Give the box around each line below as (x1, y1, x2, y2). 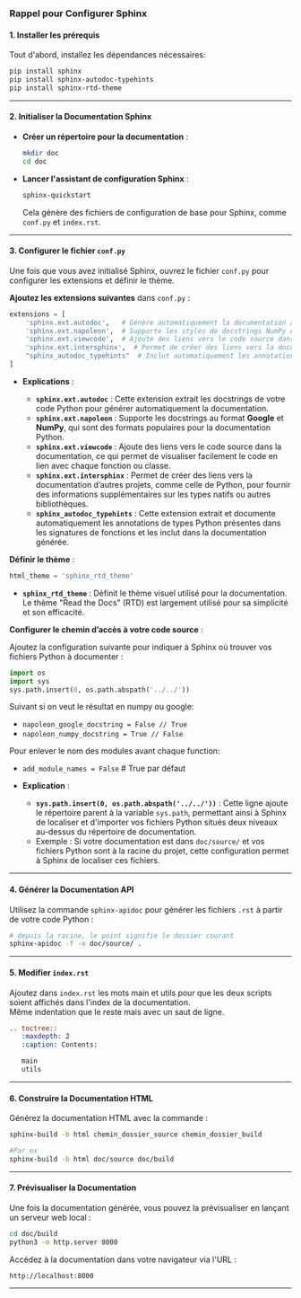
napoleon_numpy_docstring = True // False (21, 730, 184, 739)
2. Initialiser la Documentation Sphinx (9, 111, 152, 122)
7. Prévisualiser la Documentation (9, 1182, 137, 1193)
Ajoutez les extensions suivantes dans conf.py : (9, 292, 191, 303)
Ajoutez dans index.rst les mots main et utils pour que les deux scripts (9, 987, 272, 998)
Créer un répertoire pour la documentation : (21, 131, 189, 142)
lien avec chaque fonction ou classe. (35, 460, 172, 471)
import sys (9, 676, 50, 685)
